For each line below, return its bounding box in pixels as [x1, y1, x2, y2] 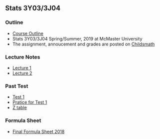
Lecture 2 [12, 70, 32, 76]
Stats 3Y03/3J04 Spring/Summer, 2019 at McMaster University [12, 35, 143, 41]
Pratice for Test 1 [12, 99, 47, 105]
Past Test [5, 82, 28, 89]
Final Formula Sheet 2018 [12, 128, 65, 134]
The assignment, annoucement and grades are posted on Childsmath [12, 41, 155, 47]
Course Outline [12, 30, 44, 36]
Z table [12, 104, 27, 110]
